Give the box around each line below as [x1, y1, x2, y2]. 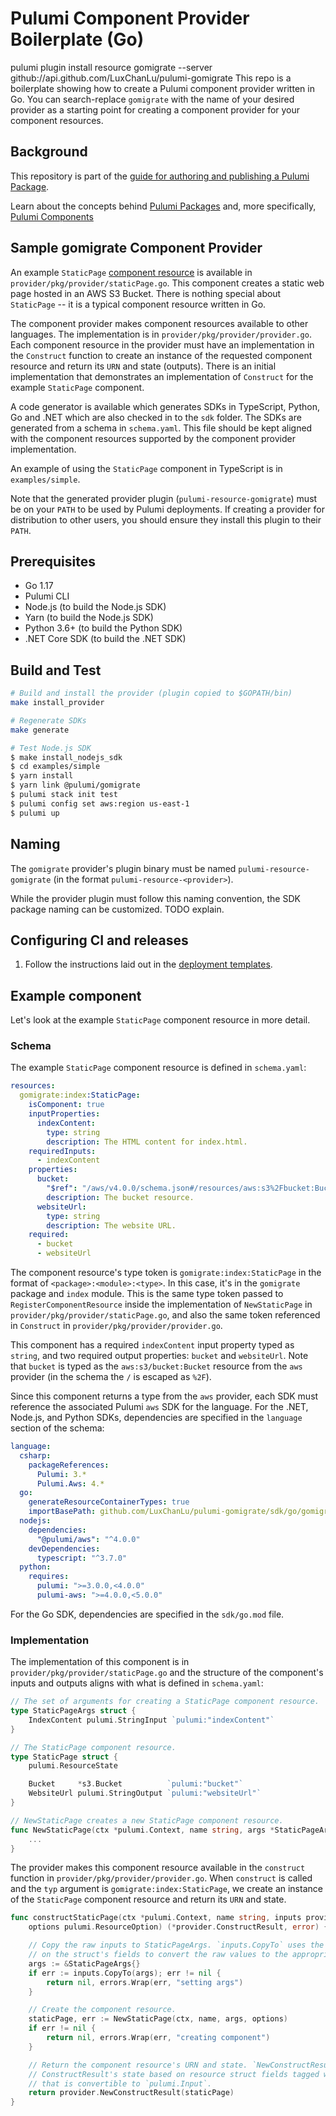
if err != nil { [28, 2023, 97, 2034]
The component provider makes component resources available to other [10, 317, 309, 329]
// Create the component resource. [28, 2005, 177, 2015]
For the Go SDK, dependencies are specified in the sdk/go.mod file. [10, 1608, 285, 1620]
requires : [28, 1572, 70, 1582]
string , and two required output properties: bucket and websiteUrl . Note [10, 1350, 309, 1362]
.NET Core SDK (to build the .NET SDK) [24, 633, 187, 645]
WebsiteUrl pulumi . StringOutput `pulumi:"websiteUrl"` [28, 1788, 262, 1799]
